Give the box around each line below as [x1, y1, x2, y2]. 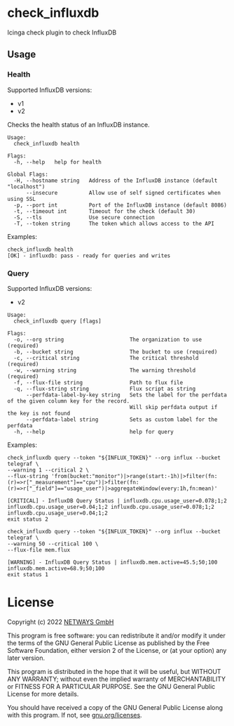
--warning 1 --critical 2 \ [7, 466, 90, 474]
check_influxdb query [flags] [13, 318, 102, 325]
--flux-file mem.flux [7, 546, 71, 553]
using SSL [7, 195, 36, 202]
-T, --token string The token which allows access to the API [13, 220, 215, 227]
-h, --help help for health [13, 158, 102, 166]
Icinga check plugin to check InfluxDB [7, 28, 117, 37]
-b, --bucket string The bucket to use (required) [13, 348, 218, 356]
